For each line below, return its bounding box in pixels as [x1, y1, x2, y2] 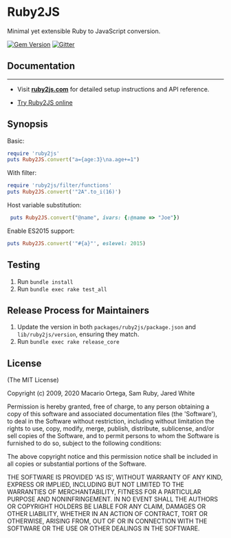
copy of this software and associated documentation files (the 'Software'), [7, 410, 218, 418]
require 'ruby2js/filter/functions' [7, 182, 112, 189]
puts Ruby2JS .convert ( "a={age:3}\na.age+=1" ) [7, 156, 140, 163]
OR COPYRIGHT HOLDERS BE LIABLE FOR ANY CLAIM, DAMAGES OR [7, 502, 206, 510]
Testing [7, 259, 41, 271]
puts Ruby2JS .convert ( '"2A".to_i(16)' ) [7, 189, 122, 196]
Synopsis [7, 118, 48, 130]
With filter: [7, 169, 37, 177]
